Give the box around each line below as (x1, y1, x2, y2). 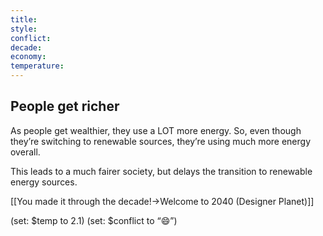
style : (10, 24, 38, 34)
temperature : (10, 61, 65, 71)
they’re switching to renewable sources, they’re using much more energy (10, 135, 312, 147)
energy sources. (10, 176, 78, 188)
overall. (10, 146, 41, 158)
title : (10, 14, 38, 25)
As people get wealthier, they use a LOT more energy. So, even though (10, 124, 302, 136)
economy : (10, 52, 47, 62)
